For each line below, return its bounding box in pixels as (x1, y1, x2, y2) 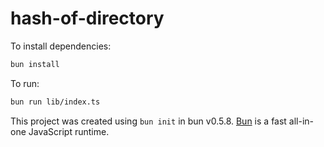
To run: (10, 77, 40, 89)
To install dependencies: (10, 40, 112, 52)
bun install (10, 59, 60, 69)
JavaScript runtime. (28, 125, 110, 137)
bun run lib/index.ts (10, 97, 101, 107)
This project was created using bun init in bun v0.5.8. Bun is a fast (10, 115, 287, 127)
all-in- (288, 115, 315, 127)
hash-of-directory (10, 7, 165, 30)
